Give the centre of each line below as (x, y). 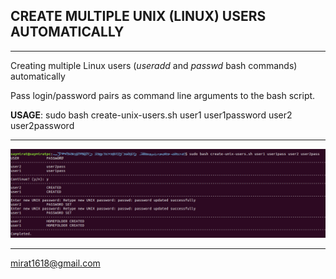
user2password (42, 125)
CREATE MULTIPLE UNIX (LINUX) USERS (138, 16)
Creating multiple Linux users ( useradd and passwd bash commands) (154, 65)
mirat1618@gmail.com (55, 263)
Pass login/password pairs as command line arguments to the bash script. (163, 95)
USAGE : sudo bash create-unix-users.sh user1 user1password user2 (151, 115)
